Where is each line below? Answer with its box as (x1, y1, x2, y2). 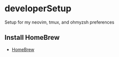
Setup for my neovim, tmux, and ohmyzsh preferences (4, 19, 115, 25)
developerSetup (4, 3, 71, 14)
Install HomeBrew (4, 33, 60, 42)
